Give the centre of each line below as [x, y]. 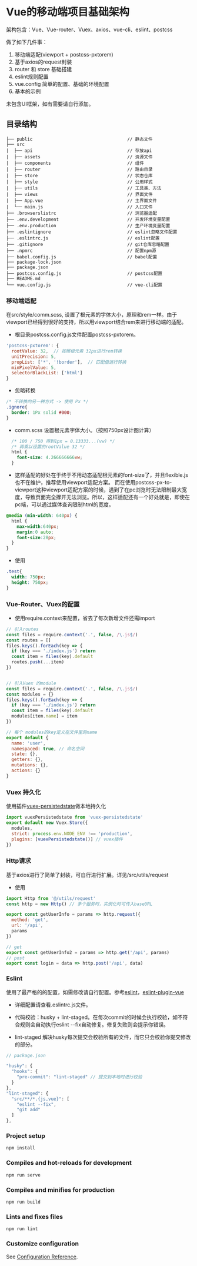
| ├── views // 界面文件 [79, 194]
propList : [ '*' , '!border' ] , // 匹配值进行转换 [69, 362]
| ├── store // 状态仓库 [79, 175]
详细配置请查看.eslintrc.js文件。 [53, 1005]
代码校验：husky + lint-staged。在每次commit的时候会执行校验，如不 [99, 1017]
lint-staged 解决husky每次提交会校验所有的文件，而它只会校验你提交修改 [103, 1037]
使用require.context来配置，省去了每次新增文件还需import [85, 618]
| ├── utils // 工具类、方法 [84, 188]
